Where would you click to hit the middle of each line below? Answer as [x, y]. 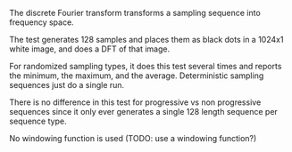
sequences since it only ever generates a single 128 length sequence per [144, 112]
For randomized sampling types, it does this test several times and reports [146, 66]
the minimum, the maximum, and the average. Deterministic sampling [137, 76]
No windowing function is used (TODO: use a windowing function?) [133, 138]
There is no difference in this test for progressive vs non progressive [135, 102]
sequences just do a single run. [67, 85]
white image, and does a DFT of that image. [90, 49]
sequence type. [38, 121]
